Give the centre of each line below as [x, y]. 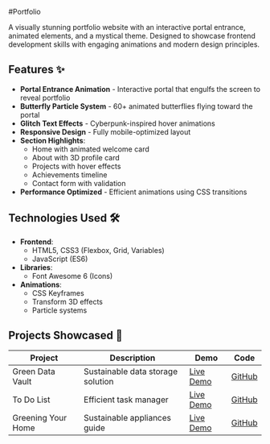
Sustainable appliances [127, 418]
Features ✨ [37, 70]
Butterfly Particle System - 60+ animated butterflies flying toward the [136, 106]
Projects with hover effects [76, 166]
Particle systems [59, 310]
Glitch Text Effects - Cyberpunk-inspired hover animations [117, 123]
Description [133, 358]
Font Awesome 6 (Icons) [72, 276]
